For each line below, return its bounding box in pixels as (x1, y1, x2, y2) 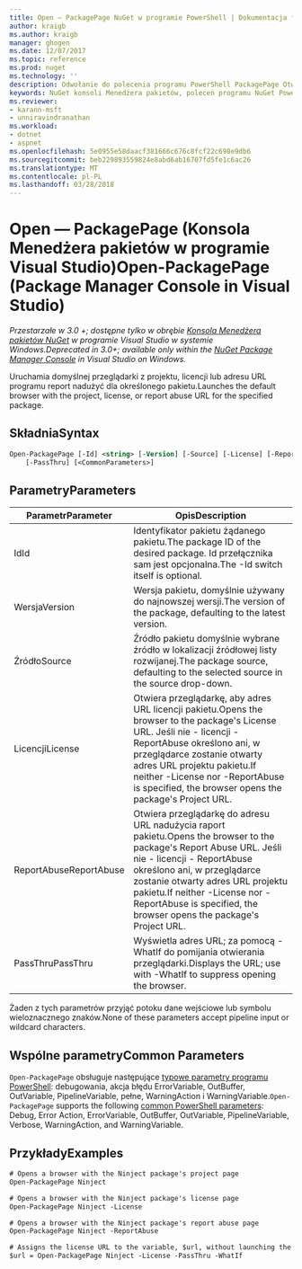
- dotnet (9, 130, 42, 139)
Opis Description (174, 510, 247, 522)
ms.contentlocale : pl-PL (9, 172, 102, 181)
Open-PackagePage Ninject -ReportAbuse (9, 1227, 159, 1236)
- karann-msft (9, 105, 63, 114)
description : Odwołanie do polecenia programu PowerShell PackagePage (9, 80, 280, 89)
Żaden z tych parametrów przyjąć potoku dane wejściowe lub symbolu (9, 1003, 271, 1014)
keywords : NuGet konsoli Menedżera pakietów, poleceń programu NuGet (9, 88, 276, 97)
